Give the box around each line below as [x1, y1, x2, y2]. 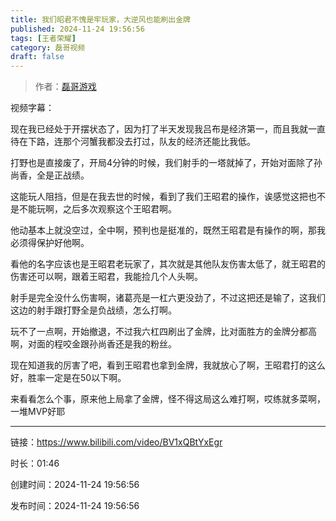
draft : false [10, 52, 65, 62]
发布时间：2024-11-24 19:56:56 [10, 500, 140, 512]
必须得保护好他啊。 [10, 237, 90, 249]
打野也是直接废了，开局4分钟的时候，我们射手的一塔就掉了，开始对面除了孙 [10, 157, 323, 169]
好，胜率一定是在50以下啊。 [10, 372, 127, 384]
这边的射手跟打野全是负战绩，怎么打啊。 [10, 304, 177, 316]
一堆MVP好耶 [10, 406, 66, 418]
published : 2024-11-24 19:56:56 [10, 24, 145, 34]
